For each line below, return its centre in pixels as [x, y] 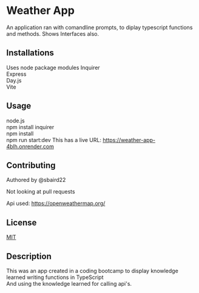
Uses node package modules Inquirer [53, 67]
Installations [30, 53]
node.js [16, 120]
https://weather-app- [129, 140]
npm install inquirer [30, 127]
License [22, 222]
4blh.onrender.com [30, 146]
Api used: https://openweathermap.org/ [56, 203]
